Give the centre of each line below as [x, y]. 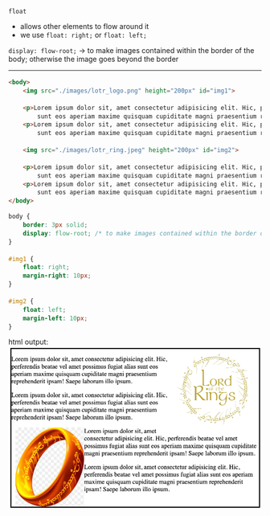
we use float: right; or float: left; [83, 35]
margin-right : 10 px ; [57, 276]
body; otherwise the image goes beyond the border [94, 59]
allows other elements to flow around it [84, 26]
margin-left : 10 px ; [55, 318]
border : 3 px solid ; [55, 225]
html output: [29, 342]
